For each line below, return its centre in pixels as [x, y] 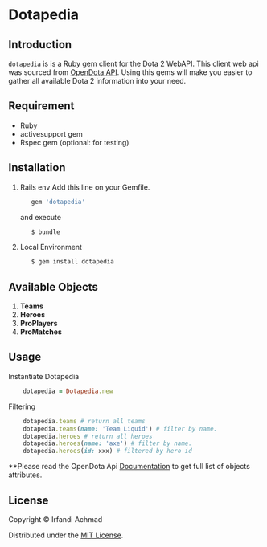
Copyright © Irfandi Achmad [55, 519]
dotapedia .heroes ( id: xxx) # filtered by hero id [108, 451]
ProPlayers [39, 324]
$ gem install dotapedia [72, 262]
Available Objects [53, 287]
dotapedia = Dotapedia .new [68, 391]
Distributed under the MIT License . [66, 535]
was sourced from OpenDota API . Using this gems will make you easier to [130, 72]
